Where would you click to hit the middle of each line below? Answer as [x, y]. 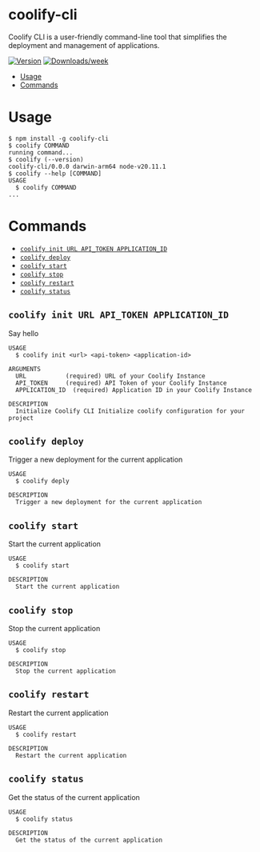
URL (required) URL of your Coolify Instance [110, 376]
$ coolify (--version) [46, 159]
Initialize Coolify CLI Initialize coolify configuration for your [130, 411]
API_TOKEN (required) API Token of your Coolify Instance [121, 383]
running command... [41, 152]
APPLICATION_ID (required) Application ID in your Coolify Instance [134, 390]
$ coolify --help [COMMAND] [55, 174]
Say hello [24, 333]
